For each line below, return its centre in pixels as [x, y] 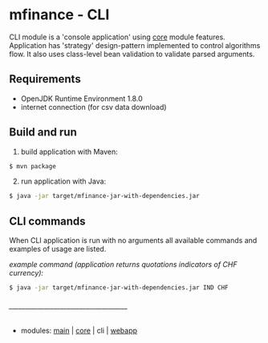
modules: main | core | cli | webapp [79, 331]
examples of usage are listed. [58, 249]
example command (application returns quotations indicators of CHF [123, 264]
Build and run [43, 133]
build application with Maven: [69, 151]
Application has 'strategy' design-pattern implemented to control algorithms [135, 45]
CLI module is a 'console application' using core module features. [117, 37]
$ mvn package [33, 166]
